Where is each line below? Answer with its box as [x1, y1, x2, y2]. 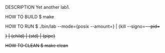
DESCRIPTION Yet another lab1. [5, 4, 70, 10]
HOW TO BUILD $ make [5, 14, 54, 19]
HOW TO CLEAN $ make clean [5, 43, 68, 49]
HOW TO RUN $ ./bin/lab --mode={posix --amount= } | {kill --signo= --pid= [5, 23, 160, 29]
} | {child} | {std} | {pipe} [5, 33, 55, 39]
